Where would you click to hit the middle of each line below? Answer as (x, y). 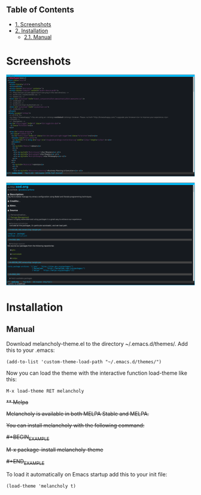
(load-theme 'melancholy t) (41, 486)
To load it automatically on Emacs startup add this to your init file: (87, 475)
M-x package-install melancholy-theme (55, 450)
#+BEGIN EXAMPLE (28, 438)
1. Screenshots (33, 24)
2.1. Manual (38, 37)
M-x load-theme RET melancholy (45, 391)
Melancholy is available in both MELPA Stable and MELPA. (78, 414)
